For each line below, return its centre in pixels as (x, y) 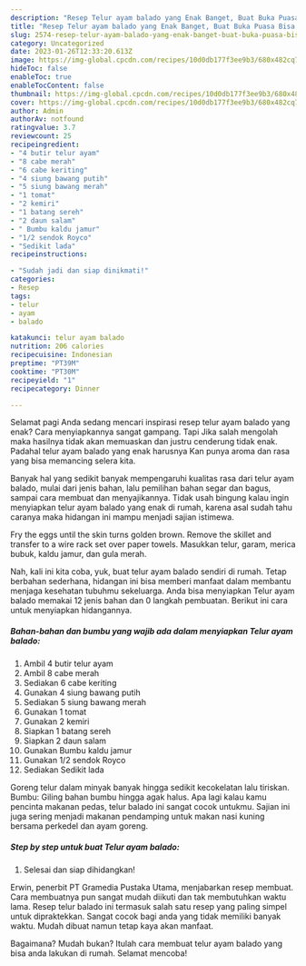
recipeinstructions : (49, 254)
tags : (20, 296)
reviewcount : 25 (41, 136)
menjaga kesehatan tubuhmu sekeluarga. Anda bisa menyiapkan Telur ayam (153, 591)
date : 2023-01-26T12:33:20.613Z (71, 52)
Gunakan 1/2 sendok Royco (74, 761)
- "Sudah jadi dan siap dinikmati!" (79, 271)
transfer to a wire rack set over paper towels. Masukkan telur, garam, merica (153, 544)
